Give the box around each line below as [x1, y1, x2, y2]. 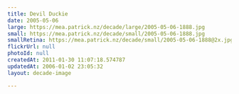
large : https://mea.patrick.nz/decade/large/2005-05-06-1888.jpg [7, 23, 205, 30]
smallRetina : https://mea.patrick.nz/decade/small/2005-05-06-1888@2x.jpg [7, 37, 234, 44]
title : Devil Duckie [7, 10, 69, 18]
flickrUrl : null [7, 43, 55, 50]
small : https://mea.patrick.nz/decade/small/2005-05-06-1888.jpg [7, 30, 205, 37]
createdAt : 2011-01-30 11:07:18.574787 [7, 57, 126, 64]
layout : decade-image [7, 69, 72, 76]
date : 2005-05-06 [7, 17, 59, 24]
